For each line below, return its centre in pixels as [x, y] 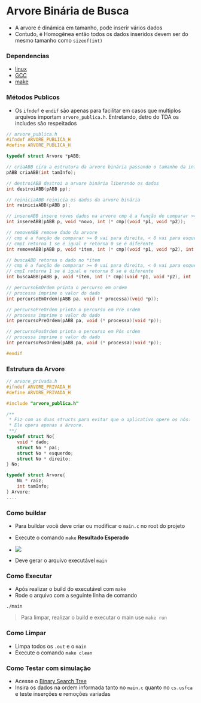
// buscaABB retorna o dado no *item [53, 260]
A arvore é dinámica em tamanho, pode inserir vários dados [89, 28]
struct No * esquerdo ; [45, 453]
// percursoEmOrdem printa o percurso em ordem [67, 288]
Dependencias [28, 56]
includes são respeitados [46, 123]
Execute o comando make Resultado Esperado [72, 537]
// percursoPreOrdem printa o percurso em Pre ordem [73, 310]
